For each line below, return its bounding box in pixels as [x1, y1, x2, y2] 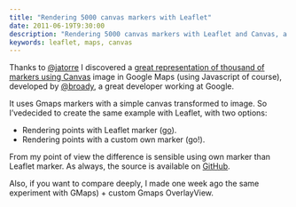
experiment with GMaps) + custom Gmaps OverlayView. [9, 187, 214, 198]
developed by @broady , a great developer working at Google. [9, 81, 235, 92]
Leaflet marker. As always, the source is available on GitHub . [9, 161, 230, 171]
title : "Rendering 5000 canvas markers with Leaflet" [9, 12, 213, 22]
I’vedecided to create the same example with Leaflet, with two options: [9, 107, 268, 118]
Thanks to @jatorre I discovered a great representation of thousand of [9, 62, 265, 73]
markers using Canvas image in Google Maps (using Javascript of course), [9, 72, 282, 83]
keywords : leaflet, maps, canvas [9, 37, 133, 47]
